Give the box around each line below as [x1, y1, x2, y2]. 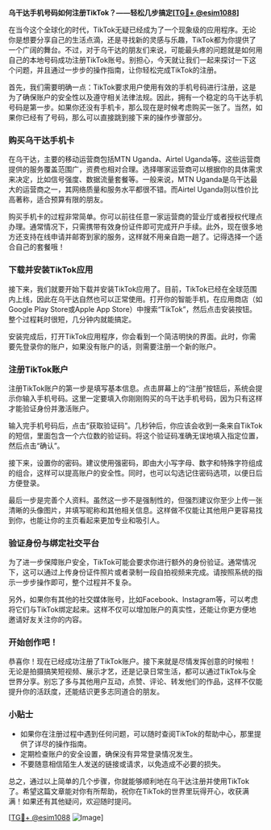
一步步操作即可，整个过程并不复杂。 [15, 578, 135, 587]
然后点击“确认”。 [8, 441, 65, 450]
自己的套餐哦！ [15, 242, 65, 252]
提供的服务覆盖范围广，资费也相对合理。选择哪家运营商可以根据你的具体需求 [8, 164, 263, 174]
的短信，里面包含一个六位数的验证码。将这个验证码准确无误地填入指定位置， [8, 430, 263, 440]
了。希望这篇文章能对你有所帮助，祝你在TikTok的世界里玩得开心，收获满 [8, 786, 250, 796]
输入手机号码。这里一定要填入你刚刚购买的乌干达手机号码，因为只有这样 [22, 393, 263, 403]
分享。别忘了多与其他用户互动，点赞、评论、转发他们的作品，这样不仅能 [22, 677, 263, 687]
